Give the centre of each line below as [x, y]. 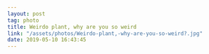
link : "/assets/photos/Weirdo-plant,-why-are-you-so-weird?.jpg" [105, 33]
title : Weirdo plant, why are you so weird [72, 27]
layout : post [26, 14]
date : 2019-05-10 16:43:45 [47, 40]
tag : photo [23, 20]
